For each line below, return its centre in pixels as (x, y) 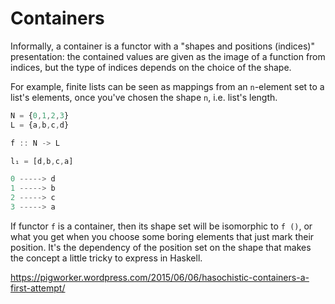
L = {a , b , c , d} (40, 125)
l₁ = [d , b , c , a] (42, 161)
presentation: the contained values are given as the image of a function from (168, 56)
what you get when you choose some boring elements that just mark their (162, 236)
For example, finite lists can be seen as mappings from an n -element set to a (167, 86)
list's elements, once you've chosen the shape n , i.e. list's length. (144, 97)
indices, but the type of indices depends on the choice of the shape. (151, 67)
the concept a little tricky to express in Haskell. (106, 258)
